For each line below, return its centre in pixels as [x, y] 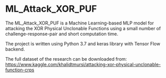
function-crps [20, 70]
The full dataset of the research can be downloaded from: [66, 59]
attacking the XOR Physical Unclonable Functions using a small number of [83, 28]
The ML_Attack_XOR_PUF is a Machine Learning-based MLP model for [80, 23]
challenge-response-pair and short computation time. [62, 34]
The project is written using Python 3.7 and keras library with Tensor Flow [83, 43]
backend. [15, 49]
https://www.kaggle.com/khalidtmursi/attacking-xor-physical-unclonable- [83, 64]
